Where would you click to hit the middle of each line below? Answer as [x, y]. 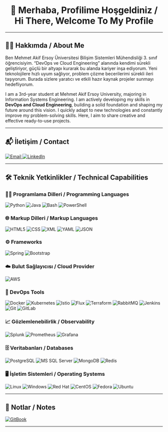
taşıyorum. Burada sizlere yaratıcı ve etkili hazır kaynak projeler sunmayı [79, 79]
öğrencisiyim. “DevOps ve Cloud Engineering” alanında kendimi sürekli [78, 63]
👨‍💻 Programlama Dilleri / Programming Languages [67, 194]
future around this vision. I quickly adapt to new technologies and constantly [84, 110]
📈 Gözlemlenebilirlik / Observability [50, 322]
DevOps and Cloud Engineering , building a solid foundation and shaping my [84, 104]
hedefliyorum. [19, 84]
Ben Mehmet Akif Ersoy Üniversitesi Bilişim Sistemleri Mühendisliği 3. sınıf [81, 58]
